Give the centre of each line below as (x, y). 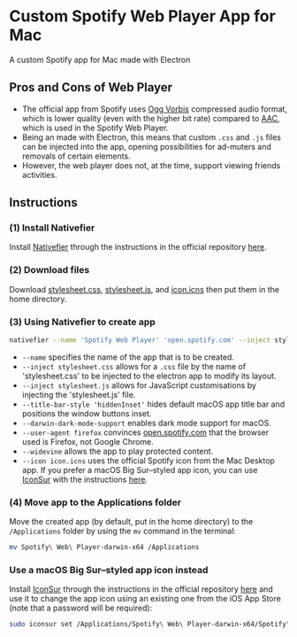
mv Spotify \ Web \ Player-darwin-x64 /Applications (104, 548)
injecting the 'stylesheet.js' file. (79, 394)
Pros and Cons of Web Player (91, 87)
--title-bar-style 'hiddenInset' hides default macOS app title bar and (153, 404)
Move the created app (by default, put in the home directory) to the (131, 522)
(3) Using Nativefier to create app (83, 322)
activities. (39, 175)
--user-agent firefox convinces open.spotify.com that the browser (145, 432)
